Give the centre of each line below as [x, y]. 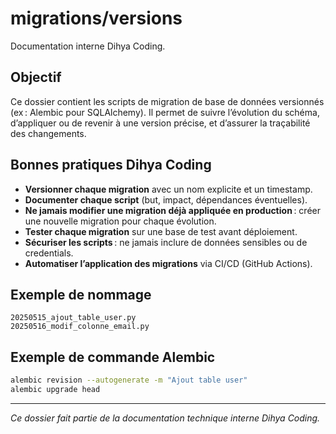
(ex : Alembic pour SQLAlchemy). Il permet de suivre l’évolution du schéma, [165, 112]
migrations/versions [96, 18]
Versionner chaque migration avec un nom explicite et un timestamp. [168, 189]
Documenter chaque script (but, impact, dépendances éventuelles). [166, 199]
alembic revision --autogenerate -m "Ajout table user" [129, 380]
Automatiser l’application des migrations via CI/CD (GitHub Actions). [168, 263]
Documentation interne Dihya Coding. [88, 46]
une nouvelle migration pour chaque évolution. [120, 221]
